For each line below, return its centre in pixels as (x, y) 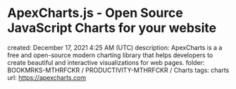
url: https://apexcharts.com (47, 77)
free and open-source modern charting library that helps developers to (110, 55)
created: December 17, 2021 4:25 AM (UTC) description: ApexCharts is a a (115, 47)
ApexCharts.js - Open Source (95, 13)
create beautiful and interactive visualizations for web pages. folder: (106, 62)
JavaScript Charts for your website (112, 28)
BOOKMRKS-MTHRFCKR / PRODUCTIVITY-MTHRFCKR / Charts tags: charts (118, 70)
